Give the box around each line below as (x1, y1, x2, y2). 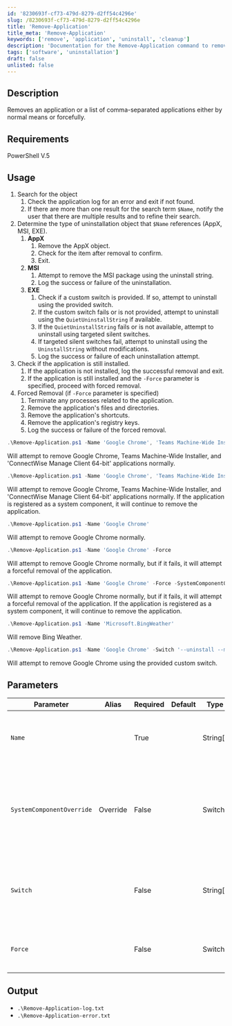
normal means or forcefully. (7, 113, 86, 121)
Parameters (7, 679, 59, 690)
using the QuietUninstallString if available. (37, 315, 162, 324)
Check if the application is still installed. (17, 360, 130, 368)
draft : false (7, 55, 45, 62)
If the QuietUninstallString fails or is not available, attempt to (37, 323, 214, 331)
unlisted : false (7, 62, 54, 69)
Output (7, 985, 38, 997)
